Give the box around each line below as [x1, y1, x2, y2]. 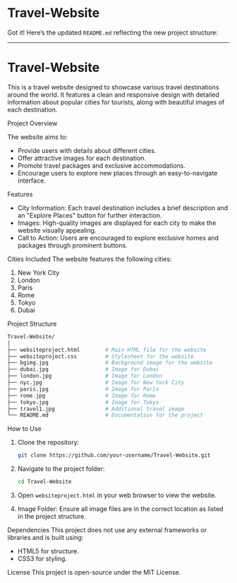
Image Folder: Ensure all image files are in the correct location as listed [17, 505, 224, 513]
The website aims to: [7, 133, 68, 141]
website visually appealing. [17, 226, 97, 234]
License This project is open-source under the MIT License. [7, 568, 181, 576]
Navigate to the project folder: [17, 465, 105, 473]
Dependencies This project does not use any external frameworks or [7, 526, 207, 534]
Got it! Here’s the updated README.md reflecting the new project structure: [7, 28, 219, 37]
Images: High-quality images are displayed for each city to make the [17, 219, 217, 227]
